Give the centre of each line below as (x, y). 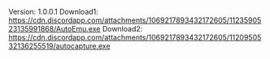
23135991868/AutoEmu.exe (54, 29)
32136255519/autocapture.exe (60, 46)
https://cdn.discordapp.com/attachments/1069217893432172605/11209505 (135, 37)
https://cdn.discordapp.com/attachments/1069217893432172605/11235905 (135, 20)
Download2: (122, 29)
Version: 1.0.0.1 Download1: (54, 12)
